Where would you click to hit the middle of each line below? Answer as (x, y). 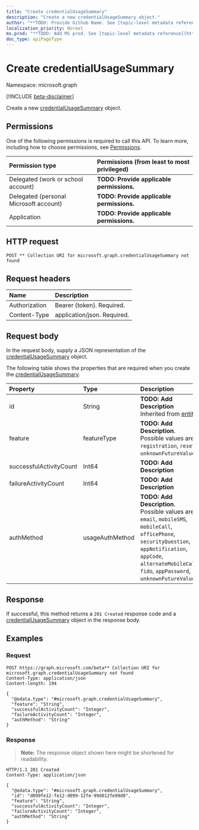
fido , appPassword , (166, 571)
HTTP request (33, 242)
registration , (159, 446)
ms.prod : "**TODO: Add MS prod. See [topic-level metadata (81, 34)
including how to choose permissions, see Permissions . (74, 147)
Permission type (33, 165)
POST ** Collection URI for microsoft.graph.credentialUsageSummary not (98, 256)
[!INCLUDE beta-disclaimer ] (40, 96)
